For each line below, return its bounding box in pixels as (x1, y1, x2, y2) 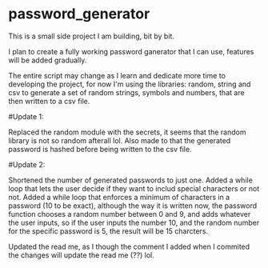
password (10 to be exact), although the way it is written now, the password (8, 201, 258, 210)
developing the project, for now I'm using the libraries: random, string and (8, 79, 251, 89)
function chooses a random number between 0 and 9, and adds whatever (8, 209, 251, 218)
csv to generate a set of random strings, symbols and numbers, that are (8, 87, 246, 97)
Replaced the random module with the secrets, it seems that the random (8, 127, 246, 137)
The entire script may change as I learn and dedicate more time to (8, 70, 226, 80)
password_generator (8, 5, 150, 23)
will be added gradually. (8, 55, 87, 65)
